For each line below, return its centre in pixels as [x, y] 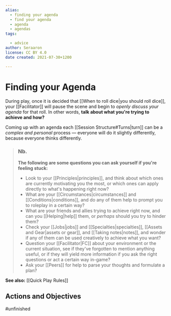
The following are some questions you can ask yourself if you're [87, 163]
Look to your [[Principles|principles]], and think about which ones [94, 178]
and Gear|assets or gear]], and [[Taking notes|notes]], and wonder [95, 232]
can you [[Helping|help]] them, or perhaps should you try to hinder [95, 216]
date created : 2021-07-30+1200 [39, 57]
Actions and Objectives [43, 296]
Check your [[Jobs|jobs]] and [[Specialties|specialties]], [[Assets [94, 227]
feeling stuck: [33, 168]
